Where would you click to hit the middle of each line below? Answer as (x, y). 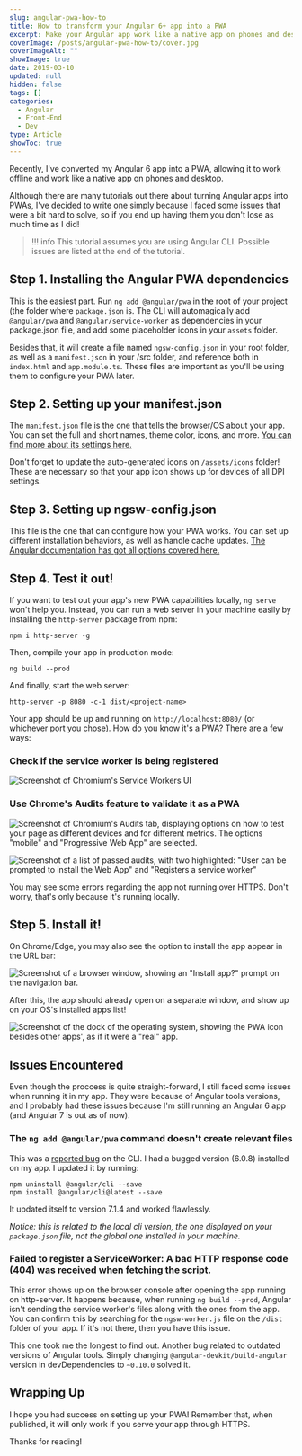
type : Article (36, 135)
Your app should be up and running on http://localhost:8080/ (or (132, 719)
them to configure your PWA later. (72, 376)
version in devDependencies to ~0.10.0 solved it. (100, 1364)
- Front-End (40, 118)
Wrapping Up (47, 1393)
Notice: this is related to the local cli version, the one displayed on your (141, 1226)
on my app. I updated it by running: (74, 1167)
